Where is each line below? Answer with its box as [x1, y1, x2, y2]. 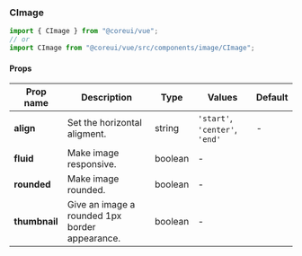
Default [255, 92, 289, 104]
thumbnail [13, 216, 58, 228]
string [154, 122, 180, 135]
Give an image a [67, 199, 136, 211]
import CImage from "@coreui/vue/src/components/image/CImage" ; [9, 43, 255, 53]
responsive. [67, 158, 117, 171]
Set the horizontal [67, 117, 142, 129]
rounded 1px [67, 209, 122, 222]
